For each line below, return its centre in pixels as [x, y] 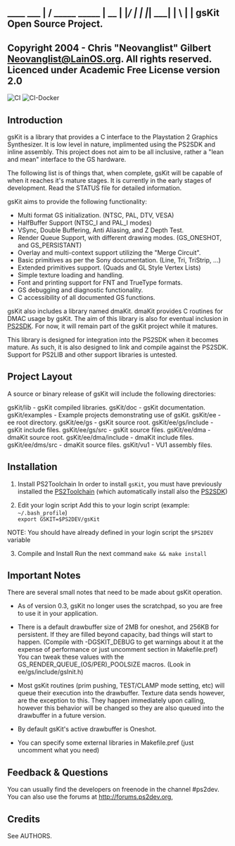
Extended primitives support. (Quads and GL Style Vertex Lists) [109, 267]
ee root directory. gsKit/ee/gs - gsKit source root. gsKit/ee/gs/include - [110, 422]
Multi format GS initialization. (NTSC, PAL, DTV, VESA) [96, 215]
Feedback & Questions [58, 772]
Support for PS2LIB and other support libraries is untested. [93, 355]
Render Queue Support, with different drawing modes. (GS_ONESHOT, [119, 238]
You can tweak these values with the [71, 657]
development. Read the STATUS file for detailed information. [95, 188]
